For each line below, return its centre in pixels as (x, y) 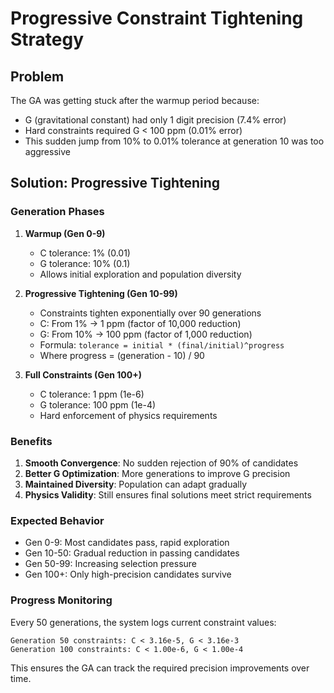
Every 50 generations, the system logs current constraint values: (143, 622)
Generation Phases (57, 212)
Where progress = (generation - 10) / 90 (122, 355)
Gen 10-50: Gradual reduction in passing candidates (132, 553)
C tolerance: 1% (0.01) (85, 253)
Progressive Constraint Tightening (157, 18)
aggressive (47, 151)
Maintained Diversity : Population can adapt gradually (136, 484)
